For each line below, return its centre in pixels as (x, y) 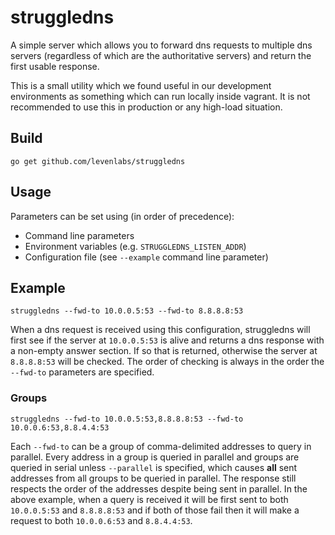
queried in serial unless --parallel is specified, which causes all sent (154, 467)
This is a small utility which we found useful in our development (141, 85)
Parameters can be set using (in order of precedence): (122, 216)
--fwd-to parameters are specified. (82, 372)
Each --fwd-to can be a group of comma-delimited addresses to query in (161, 446)
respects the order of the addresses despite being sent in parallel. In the (159, 488)
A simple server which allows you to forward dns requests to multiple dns (161, 45)
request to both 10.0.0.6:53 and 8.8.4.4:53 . (101, 520)
